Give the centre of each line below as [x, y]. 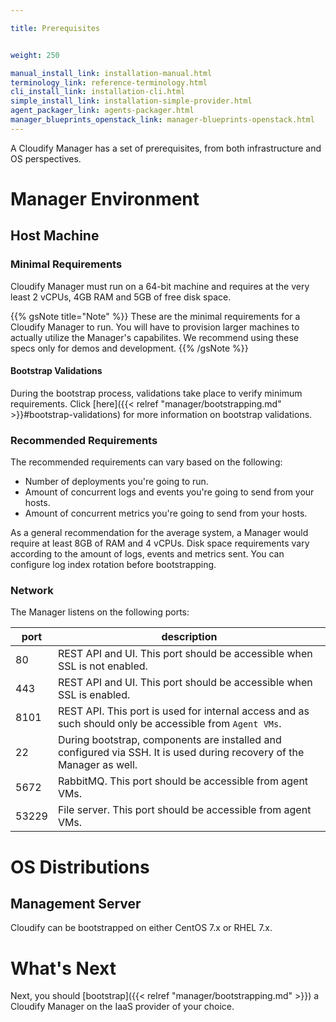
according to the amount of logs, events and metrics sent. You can [147, 554]
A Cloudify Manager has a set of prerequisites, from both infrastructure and [166, 148]
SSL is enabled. [94, 695]
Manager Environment [105, 198]
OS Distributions [80, 867]
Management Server [76, 904]
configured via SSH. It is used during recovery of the [181, 753]
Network [32, 591]
